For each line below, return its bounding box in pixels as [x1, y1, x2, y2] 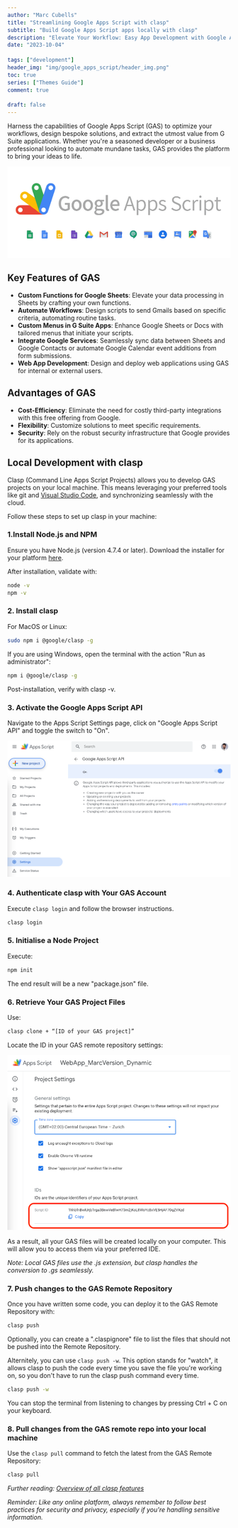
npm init [7, 967, 33, 974]
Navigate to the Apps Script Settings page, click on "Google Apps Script [7, 719, 218, 727]
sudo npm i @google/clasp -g [7, 637, 93, 644]
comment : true [7, 86, 50, 94]
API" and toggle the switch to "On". [7, 726, 110, 735]
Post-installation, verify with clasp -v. [7, 684, 116, 693]
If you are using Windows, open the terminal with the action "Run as [7, 650, 205, 658]
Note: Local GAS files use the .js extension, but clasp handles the [7, 1258, 198, 1266]
